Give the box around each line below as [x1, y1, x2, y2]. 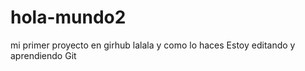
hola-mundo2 [10, 6, 127, 29]
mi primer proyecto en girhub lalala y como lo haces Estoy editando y [10, 39, 296, 51]
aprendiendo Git [10, 49, 77, 61]
